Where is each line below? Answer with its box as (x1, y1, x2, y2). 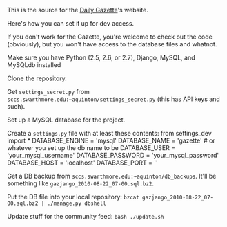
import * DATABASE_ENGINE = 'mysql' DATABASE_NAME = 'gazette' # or (7, 136, 215, 145)
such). (7, 102, 26, 110)
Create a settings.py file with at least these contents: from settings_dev (7, 129, 212, 137)
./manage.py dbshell (47, 200, 107, 207)
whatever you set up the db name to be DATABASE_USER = (7, 144, 176, 152)
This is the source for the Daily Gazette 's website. (7, 6, 148, 14)
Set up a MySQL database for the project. (7, 116, 126, 124)
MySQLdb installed (7, 61, 61, 69)
